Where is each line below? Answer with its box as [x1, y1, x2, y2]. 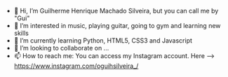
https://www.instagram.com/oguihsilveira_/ [13, 62, 139, 70]
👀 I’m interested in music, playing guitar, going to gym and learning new [13, 22, 221, 29]
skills [13, 29, 29, 37]
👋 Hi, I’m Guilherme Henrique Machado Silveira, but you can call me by [13, 7, 219, 15]
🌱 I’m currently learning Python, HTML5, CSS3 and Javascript [13, 36, 193, 45]
